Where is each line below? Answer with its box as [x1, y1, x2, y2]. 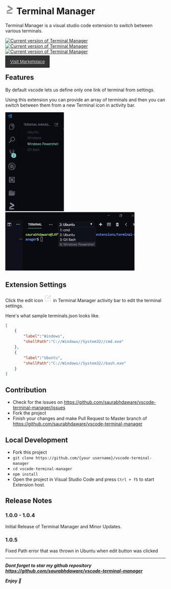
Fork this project [12, 449, 47, 455]
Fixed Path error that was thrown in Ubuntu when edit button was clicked [5, 548, 158, 554]
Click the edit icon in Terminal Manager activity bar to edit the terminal [5, 297, 162, 303]
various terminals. [5, 28, 43, 34]
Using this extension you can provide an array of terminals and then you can [5, 96, 165, 103]
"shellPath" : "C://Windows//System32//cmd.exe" [23, 339, 124, 345]
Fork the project [12, 410, 47, 416]
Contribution [5, 385, 47, 394]
